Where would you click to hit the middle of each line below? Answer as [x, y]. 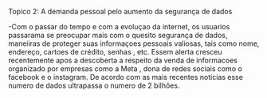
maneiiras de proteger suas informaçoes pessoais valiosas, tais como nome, [134, 43]
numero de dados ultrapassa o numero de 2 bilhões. [94, 85]
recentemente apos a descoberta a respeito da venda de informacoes [123, 60]
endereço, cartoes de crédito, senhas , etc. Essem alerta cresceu [115, 52]
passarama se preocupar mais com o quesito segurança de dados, [118, 35]
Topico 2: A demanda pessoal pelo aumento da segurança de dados [120, 11]
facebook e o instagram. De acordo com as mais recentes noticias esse [126, 77]
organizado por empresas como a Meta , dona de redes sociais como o [126, 69]
